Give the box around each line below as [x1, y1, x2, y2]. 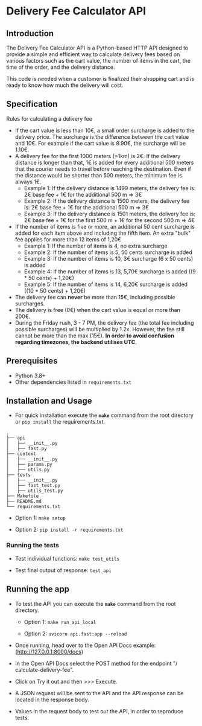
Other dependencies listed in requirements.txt [14, 378, 131, 386]
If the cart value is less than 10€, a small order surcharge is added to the [14, 127, 195, 134]
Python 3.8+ [14, 372, 46, 379]
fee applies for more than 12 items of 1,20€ [14, 235, 122, 243]
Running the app [6, 584, 69, 594]
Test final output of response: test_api [14, 566, 112, 574]
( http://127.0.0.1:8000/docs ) [14, 648, 83, 655]
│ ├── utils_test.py [6, 488, 63, 494]
